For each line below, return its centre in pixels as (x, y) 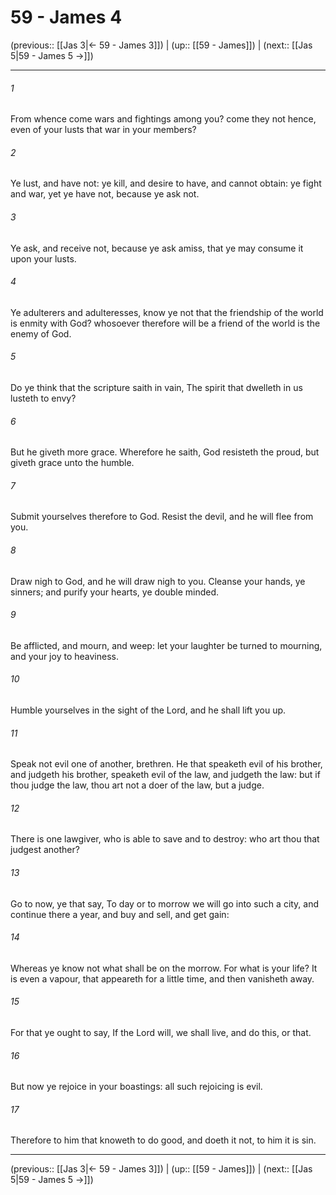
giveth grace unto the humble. (72, 463)
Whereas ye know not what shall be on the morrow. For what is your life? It (164, 968)
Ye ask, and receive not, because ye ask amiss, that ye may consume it (157, 248)
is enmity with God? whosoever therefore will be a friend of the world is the (165, 323)
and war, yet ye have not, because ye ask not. (105, 194)
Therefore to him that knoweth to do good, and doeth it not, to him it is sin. (163, 1140)
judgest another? (45, 850)
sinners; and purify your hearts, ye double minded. (115, 592)
